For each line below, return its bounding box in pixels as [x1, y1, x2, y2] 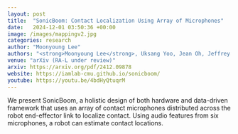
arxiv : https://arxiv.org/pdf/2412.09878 [7, 63, 132, 71]
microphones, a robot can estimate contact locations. [7, 119, 163, 128]
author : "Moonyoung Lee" [7, 43, 81, 51]
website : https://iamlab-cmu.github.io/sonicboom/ [7, 70, 161, 77]
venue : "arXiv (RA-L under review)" [7, 57, 116, 64]
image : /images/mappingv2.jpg [7, 30, 97, 38]
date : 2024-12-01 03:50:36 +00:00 [7, 24, 116, 31]
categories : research [7, 37, 72, 44]
